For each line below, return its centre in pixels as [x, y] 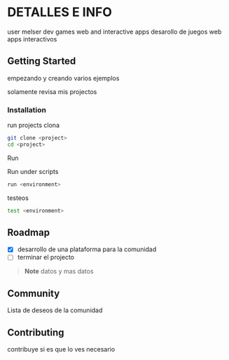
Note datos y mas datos [59, 272]
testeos [18, 198]
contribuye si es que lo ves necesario [61, 349]
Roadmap [29, 232]
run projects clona [33, 125]
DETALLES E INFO [60, 12]
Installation [27, 109]
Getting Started [42, 61]
